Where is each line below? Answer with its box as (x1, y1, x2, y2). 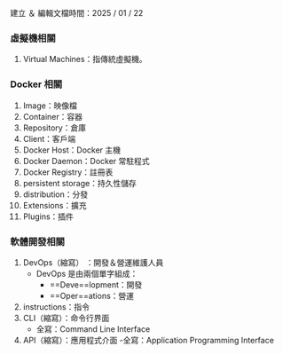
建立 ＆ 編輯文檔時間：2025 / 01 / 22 (10, 8, 144, 18)
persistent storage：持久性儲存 (22, 177, 137, 188)
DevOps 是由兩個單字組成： (35, 268, 138, 279)
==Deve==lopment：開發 (49, 279, 143, 290)
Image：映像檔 (22, 100, 78, 111)
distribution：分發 (22, 189, 89, 200)
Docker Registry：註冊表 (22, 167, 114, 177)
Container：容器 (22, 111, 83, 122)
